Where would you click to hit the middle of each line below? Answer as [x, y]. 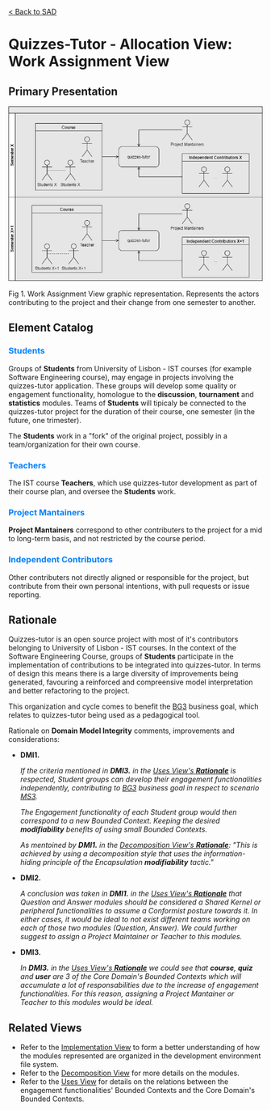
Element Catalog [51, 328]
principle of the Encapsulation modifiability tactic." [128, 862]
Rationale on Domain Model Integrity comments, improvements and [122, 731]
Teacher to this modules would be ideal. [87, 1002]
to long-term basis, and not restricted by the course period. [107, 539]
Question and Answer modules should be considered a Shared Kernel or [140, 902]
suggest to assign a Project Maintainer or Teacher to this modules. [131, 937]
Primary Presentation [63, 91]
